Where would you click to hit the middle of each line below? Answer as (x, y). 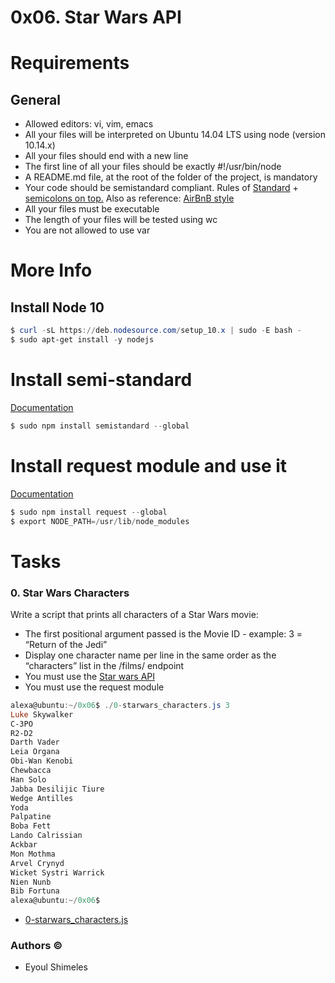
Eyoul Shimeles (56, 967)
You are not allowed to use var (87, 230)
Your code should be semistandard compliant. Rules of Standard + (161, 188)
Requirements (70, 63)
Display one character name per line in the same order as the (150, 655)
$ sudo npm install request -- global (89, 512)
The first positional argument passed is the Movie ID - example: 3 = (163, 633)
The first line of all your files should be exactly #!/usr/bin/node (153, 167)
